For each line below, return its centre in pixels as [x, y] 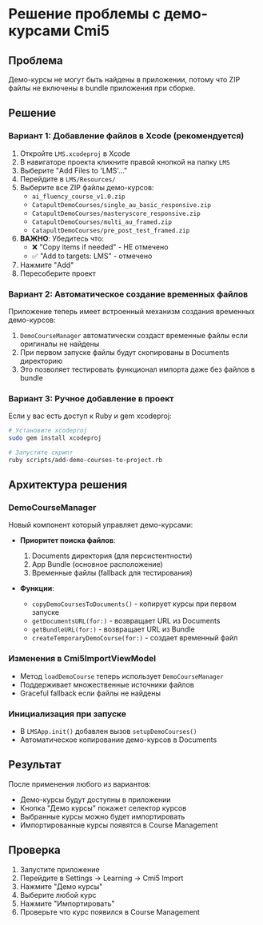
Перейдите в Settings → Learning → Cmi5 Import [102, 878]
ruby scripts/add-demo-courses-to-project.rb [85, 460]
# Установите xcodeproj [48, 431]
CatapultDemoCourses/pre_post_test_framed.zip [111, 230]
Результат [35, 765]
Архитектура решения [68, 485]
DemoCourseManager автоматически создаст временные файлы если [133, 335]
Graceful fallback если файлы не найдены [90, 693]
